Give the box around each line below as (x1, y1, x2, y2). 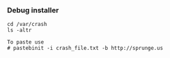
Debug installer (7, 5, 59, 15)
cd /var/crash (7, 21, 48, 28)
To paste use (7, 39, 44, 46)
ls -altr (7, 27, 32, 34)
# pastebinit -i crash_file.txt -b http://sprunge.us (7, 45, 164, 52)
